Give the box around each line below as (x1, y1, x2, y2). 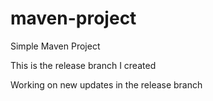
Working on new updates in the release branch (10, 78, 203, 91)
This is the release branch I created (10, 59, 157, 71)
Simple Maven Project (10, 40, 101, 52)
